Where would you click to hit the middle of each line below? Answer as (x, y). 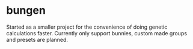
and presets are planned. (37, 39)
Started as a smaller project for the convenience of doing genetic (87, 27)
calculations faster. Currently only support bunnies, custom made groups (97, 33)
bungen (26, 10)
